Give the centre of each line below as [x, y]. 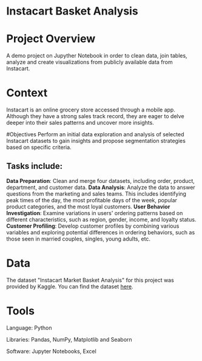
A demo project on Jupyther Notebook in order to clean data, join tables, [97, 56]
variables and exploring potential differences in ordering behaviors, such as [101, 232]
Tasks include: [34, 166]
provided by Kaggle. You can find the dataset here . [70, 286]
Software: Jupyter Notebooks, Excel [52, 351]
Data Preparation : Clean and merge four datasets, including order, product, [101, 180]
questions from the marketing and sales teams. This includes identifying [96, 194]
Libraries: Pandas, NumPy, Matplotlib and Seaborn [69, 339]
